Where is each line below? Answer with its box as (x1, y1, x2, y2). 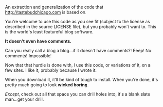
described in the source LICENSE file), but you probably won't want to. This (5, 24, 157, 30)
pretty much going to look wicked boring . (5, 82, 89, 88)
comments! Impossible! (5, 53, 52, 59)
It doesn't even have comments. (5, 38, 72, 44)
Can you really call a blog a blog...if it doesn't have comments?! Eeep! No (5, 48, 152, 53)
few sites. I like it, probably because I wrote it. (5, 67, 97, 73)
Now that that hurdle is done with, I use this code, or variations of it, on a (5, 62, 151, 68)
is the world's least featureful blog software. (5, 29, 94, 34)
